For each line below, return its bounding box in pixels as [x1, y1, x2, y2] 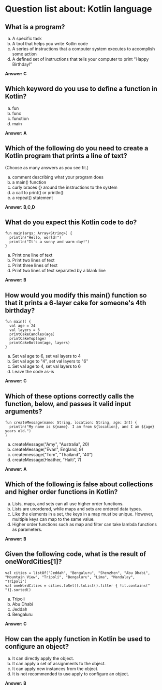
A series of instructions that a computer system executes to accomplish [12, 46, 155, 51]
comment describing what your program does [12, 174, 104, 180]
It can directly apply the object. [12, 655, 74, 661]
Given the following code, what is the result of [5, 550, 147, 559]
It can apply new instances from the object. [12, 666, 99, 672]
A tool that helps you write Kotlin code [12, 41, 88, 47]
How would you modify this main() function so [5, 291, 147, 299]
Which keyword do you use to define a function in [5, 85, 158, 93]
